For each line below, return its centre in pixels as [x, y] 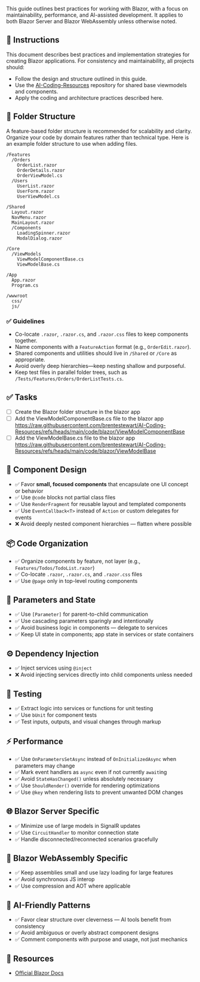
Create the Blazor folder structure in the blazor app [77, 412]
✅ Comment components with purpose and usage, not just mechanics [101, 940]
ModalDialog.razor [40, 238]
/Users [20, 181]
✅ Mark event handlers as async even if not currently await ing [91, 772]
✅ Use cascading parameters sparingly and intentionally [84, 621]
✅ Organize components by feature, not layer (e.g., [78, 561]
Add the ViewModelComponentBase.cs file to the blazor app [89, 418]
